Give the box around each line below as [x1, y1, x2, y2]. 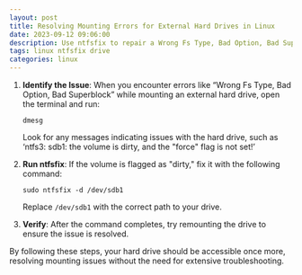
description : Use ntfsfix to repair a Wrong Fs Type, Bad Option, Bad [9, 38, 280, 48]
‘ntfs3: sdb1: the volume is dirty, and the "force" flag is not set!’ [22, 141, 256, 152]
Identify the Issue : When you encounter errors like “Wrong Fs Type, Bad [22, 80, 292, 90]
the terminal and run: [22, 99, 101, 109]
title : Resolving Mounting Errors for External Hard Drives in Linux [9, 22, 276, 31]
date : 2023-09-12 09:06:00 [9, 30, 111, 39]
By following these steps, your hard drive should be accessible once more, [9, 246, 286, 256]
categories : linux [9, 55, 78, 64]
